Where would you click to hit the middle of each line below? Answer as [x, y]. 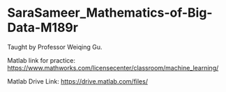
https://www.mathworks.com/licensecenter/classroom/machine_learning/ [113, 68]
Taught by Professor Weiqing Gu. [55, 47]
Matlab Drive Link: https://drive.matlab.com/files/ [78, 81]
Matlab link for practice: [41, 60]
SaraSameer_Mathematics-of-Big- [110, 13]
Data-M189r [43, 28]
